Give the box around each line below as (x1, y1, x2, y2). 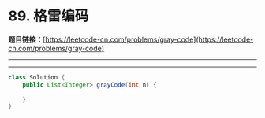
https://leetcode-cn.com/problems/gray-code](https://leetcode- (45, 35, 254, 44)
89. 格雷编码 (8, 7, 89, 25)
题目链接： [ (8, 35, 46, 44)
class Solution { (8, 73, 65, 81)
